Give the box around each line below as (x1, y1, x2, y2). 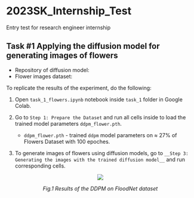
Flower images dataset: (14, 73, 73, 80)
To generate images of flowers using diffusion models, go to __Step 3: (14, 149, 189, 156)
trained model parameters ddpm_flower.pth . (14, 120, 122, 127)
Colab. (14, 102, 32, 109)
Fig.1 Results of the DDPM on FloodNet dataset (42, 185, 158, 192)
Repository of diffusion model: (14, 66, 90, 73)
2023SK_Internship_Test (6, 4, 132, 18)
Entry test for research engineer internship (6, 24, 111, 31)
